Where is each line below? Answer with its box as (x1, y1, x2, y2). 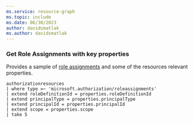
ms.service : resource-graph (6, 8, 75, 15)
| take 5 (6, 112, 28, 118)
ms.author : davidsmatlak (6, 31, 67, 36)
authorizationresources (6, 81, 65, 87)
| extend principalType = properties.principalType (6, 97, 136, 102)
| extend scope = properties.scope (6, 107, 94, 112)
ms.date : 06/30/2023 (6, 19, 57, 25)
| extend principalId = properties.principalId (6, 101, 126, 108)
